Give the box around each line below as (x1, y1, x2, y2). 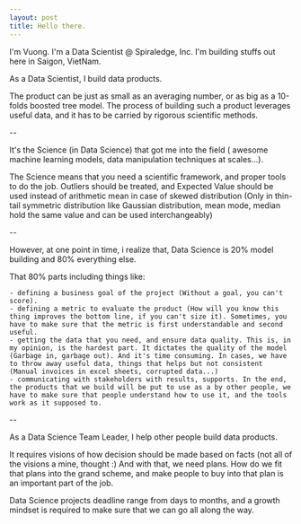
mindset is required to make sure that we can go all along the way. (9, 504, 254, 515)
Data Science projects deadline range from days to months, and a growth (9, 494, 280, 505)
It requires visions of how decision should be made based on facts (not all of (9, 449, 293, 459)
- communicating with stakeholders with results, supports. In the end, (9, 374, 288, 384)
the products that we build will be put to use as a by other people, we (9, 382, 292, 391)
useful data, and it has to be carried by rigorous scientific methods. (9, 109, 259, 120)
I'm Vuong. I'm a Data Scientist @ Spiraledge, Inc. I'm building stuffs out (9, 46, 276, 57)
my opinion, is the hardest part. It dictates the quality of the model (9, 343, 288, 353)
